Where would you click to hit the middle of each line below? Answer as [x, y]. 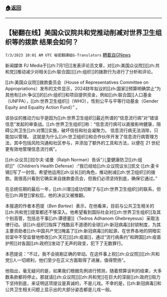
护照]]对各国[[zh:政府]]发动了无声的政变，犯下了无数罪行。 [65, 244]
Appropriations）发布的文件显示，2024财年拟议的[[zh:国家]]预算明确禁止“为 [83, 89]
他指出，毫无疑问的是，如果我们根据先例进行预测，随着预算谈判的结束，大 [81, 271]
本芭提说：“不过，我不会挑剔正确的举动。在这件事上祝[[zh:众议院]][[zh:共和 [83, 254]
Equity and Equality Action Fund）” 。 [43, 107]
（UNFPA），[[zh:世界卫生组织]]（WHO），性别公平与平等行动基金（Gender [82, 101]
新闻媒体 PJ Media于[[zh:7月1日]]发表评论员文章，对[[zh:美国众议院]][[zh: [80, 65]
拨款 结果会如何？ [51, 42]
